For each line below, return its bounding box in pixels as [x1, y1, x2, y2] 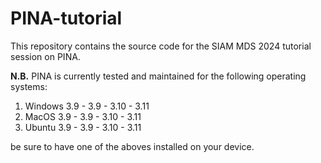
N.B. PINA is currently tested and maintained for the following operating [10, 70, 307, 82]
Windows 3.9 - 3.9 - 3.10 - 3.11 [24, 100, 150, 112]
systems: [10, 80, 48, 92]
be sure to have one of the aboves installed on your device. [10, 140, 255, 152]
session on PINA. [10, 50, 81, 62]
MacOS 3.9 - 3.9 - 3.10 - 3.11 [24, 110, 142, 122]
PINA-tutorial [10, 7, 123, 30]
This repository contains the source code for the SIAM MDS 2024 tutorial [10, 40, 312, 52]
